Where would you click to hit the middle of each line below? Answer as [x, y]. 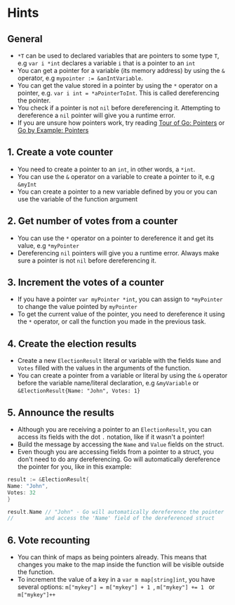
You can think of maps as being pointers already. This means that [112, 557]
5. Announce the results [61, 412]
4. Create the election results [72, 344]
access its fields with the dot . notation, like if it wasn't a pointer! [111, 437]
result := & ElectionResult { [48, 480]
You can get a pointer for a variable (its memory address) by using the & [121, 71]
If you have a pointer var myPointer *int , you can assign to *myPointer [120, 299]
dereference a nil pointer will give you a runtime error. [96, 115]
